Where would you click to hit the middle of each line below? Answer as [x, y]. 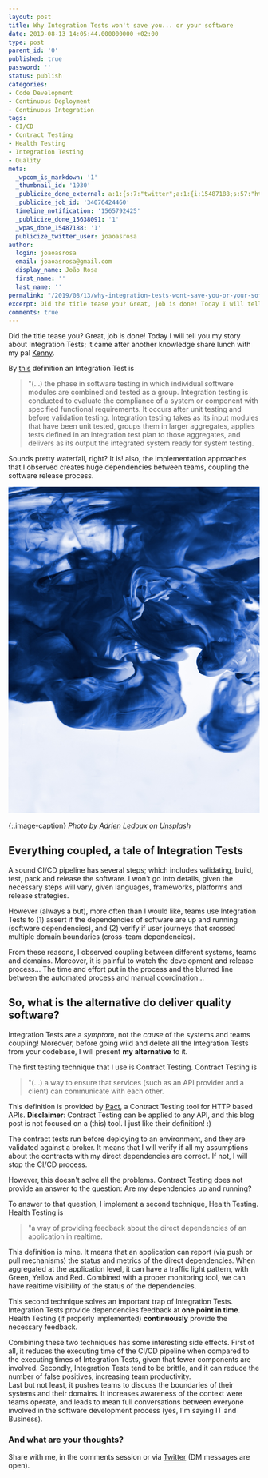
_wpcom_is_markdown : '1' [57, 177]
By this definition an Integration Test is [71, 369]
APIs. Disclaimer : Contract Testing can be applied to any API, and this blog [131, 1115]
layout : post [30, 17]
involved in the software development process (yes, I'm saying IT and [122, 1410]
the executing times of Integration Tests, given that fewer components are [130, 1359]
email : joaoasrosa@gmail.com [64, 262]
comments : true [33, 312]
